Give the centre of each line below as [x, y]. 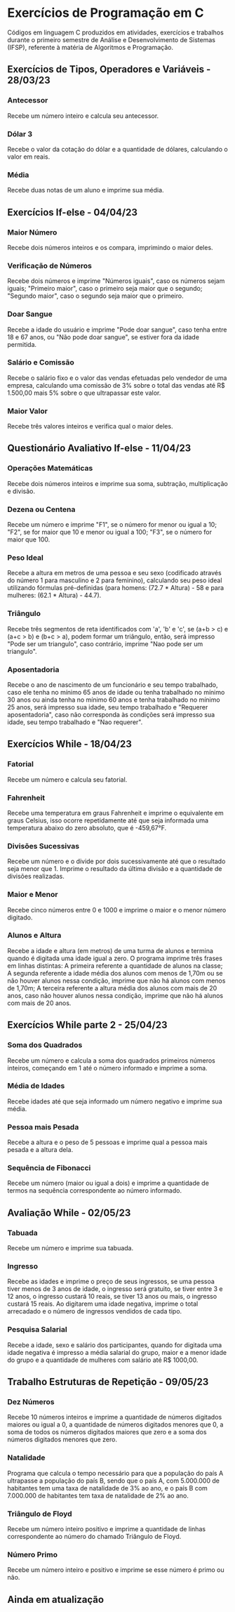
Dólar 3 [20, 133]
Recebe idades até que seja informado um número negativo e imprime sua [115, 1101]
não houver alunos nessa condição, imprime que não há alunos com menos [116, 981]
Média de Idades [36, 1086]
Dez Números [31, 1402]
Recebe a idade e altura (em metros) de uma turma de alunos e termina [110, 950]
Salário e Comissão [41, 362]
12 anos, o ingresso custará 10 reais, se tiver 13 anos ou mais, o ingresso [112, 1297]
